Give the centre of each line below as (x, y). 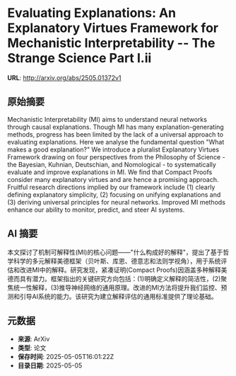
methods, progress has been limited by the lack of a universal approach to (116, 134)
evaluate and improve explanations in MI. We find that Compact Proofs (110, 172)
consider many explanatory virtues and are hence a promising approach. (113, 179)
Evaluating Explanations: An (92, 13)
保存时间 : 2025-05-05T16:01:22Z (66, 357)
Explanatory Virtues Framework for (113, 28)
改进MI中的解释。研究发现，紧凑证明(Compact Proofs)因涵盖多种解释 (120, 270)
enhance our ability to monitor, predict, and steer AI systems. (96, 210)
